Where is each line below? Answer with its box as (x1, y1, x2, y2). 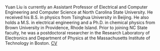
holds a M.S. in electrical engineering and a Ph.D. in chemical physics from (5, 19, 155, 25)
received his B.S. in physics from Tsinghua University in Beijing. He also (5, 15, 149, 20)
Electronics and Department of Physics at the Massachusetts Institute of (5, 35, 150, 41)
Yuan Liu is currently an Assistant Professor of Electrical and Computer (5, 4, 148, 10)
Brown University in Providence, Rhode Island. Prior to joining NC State (5, 25, 148, 31)
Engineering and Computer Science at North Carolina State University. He (5, 9, 153, 15)
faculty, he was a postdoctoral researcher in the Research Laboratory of (5, 30, 150, 35)
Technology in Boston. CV (5, 40, 58, 46)
